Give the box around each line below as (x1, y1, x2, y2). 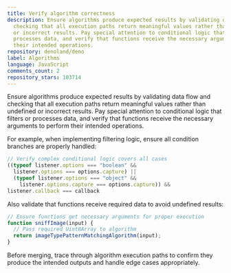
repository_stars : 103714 (7, 73, 81, 81)
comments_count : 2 (7, 67, 60, 74)
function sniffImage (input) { (7, 219, 94, 226)
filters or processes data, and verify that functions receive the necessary (7, 115, 214, 123)
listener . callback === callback (7, 187, 100, 194)
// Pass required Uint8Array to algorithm (13, 226, 137, 233)
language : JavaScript (7, 61, 69, 68)
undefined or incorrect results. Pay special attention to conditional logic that (7, 107, 222, 115)
